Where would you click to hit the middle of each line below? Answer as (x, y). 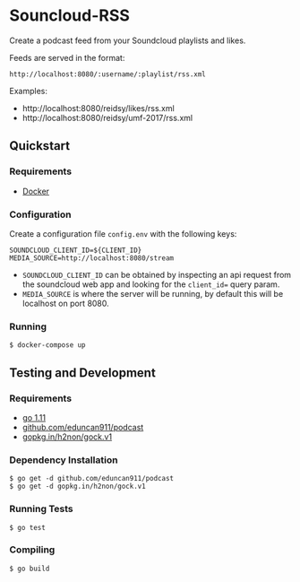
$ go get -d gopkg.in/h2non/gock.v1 (77, 486)
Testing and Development (83, 373)
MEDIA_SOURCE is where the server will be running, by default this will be (153, 293)
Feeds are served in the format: (67, 57)
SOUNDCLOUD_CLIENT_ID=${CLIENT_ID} (76, 250)
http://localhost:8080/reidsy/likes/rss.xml (98, 108)
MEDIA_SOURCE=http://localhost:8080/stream (92, 258)
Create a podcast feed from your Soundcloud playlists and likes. (128, 40)
